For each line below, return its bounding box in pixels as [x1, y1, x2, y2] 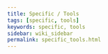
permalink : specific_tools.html [7, 36, 101, 43]
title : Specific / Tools [7, 10, 79, 18]
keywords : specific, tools [7, 23, 86, 30]
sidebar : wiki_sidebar [7, 29, 73, 37]
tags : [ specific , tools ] [7, 17, 79, 24]
